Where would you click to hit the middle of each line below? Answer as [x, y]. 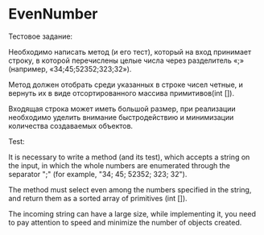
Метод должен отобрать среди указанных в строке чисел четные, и [126, 85]
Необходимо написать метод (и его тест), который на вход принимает [130, 52]
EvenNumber [53, 14]
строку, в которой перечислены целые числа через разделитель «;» [126, 60]
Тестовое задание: [41, 36]
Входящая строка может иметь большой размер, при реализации [122, 109]
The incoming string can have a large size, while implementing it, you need [132, 213]
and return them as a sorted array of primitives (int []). [98, 198]
